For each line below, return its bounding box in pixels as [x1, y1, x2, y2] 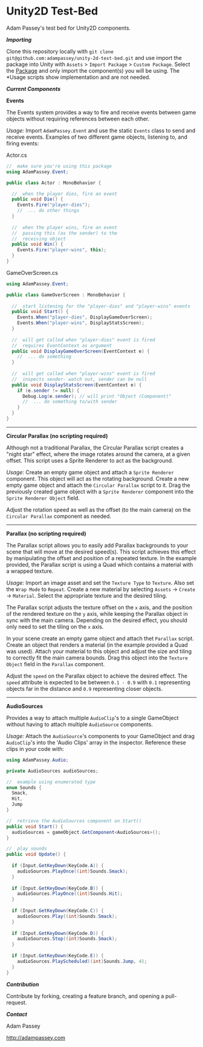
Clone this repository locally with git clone [6, 47, 114, 55]
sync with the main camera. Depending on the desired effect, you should [6, 616, 187, 624]
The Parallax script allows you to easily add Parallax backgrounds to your [6, 541, 188, 549]
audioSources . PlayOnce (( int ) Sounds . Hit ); [17, 891, 123, 897]
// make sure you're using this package [6, 163, 112, 169]
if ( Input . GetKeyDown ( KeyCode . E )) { [11, 953, 104, 959]
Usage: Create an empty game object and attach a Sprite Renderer [6, 468, 174, 476]
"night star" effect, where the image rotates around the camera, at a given [6, 450, 190, 458]
